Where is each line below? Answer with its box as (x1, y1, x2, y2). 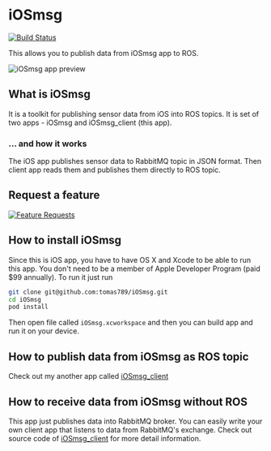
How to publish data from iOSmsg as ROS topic (8, 350, 249, 363)
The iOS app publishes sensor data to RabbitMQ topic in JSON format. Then (8, 157, 261, 166)
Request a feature (8, 188, 100, 202)
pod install (8, 303, 49, 311)
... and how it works (8, 138, 87, 149)
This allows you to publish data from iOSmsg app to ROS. (8, 48, 199, 58)
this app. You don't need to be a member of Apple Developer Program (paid (8, 264, 260, 273)
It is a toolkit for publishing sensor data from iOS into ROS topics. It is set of (8, 109, 260, 118)
